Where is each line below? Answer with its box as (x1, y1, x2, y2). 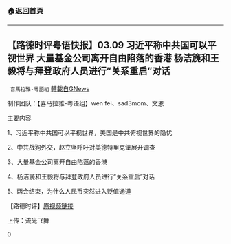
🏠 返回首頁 (7, 6, 44, 15)
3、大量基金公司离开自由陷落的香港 (7, 158, 108, 166)
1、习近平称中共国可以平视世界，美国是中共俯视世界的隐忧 (7, 129, 173, 137)
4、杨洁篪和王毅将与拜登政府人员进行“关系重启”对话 (7, 172, 155, 181)
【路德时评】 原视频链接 (7, 202, 74, 210)
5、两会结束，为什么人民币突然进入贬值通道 (7, 187, 132, 196)
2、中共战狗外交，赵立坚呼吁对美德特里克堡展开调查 (7, 143, 156, 152)
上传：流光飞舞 (7, 216, 49, 225)
